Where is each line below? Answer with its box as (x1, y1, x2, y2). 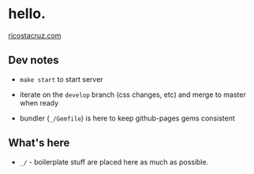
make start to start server (19, 74, 104, 83)
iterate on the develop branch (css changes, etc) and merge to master (19, 90, 246, 99)
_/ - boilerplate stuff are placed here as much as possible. (19, 157, 209, 166)
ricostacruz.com (8, 31, 62, 40)
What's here (8, 136, 70, 150)
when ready (19, 98, 59, 107)
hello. (8, 5, 46, 23)
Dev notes (8, 54, 59, 67)
